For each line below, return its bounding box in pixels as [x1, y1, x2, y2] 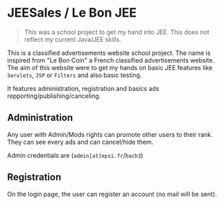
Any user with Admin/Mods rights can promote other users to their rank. [7, 130, 213, 138]
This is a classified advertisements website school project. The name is [7, 49, 211, 57]
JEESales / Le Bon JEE [7, 5, 137, 21]
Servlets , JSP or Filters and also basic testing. [7, 71, 142, 79]
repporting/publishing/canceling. [7, 92, 101, 100]
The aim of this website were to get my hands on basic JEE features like [7, 63, 213, 72]
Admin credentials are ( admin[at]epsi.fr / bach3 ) [7, 151, 144, 159]
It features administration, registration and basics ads [7, 84, 160, 92]
